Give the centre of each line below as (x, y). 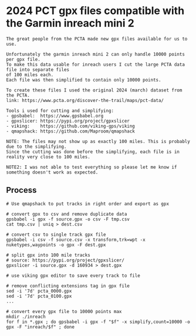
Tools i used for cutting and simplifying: (60, 111)
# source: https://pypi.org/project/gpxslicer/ (65, 260)
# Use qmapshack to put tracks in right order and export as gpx (87, 203)
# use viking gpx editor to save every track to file (73, 276)
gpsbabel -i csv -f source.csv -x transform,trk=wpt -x (76, 240)
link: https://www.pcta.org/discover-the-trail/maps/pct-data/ (85, 100)
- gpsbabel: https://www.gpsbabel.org (55, 116)
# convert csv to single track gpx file (56, 235)
